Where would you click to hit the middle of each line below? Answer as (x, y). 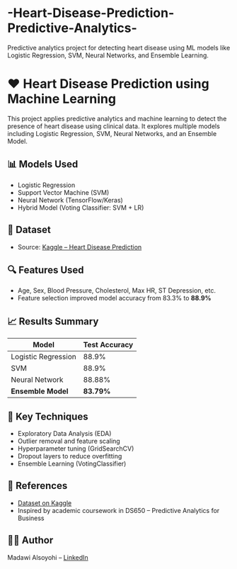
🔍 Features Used (46, 270)
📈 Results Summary (53, 321)
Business (31, 518)
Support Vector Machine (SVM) (63, 192)
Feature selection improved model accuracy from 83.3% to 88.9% (114, 298)
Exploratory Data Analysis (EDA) (64, 433)
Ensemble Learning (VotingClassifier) (72, 463)
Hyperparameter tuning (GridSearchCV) (76, 449)
